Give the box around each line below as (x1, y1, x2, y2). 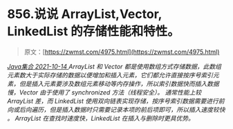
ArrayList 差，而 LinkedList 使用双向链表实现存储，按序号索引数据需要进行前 (7, 97, 225, 105)
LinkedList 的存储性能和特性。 (7, 23, 180, 39)
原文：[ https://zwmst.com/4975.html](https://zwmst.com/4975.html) (24, 48, 220, 56)
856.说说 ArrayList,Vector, (7, 6, 162, 22)
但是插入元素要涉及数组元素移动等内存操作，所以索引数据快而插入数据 (19, 79, 219, 88)
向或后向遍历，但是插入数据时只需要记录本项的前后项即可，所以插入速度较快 (7, 105, 225, 114)
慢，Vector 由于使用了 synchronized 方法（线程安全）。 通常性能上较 (7, 88, 202, 97)
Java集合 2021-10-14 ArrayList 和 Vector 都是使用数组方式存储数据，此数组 (7, 62, 222, 70)
